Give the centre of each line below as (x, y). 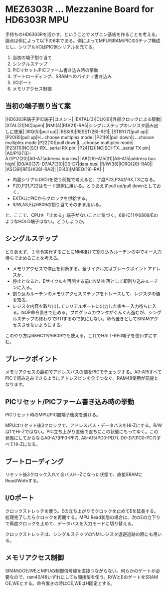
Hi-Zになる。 (27, 444)
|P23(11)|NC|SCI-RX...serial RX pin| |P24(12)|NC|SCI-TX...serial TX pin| (78, 148)
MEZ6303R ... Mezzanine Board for (80, 9)
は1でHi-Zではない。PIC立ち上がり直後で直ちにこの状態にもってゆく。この (82, 432)
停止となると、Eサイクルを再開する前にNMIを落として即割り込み (79, 281)
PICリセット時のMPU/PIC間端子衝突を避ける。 (53, 415)
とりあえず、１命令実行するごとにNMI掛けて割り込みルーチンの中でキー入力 (83, 252)
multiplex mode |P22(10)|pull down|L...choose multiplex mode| (69, 142)
